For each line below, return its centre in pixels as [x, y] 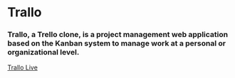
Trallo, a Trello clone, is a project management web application [118, 35]
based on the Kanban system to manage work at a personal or [117, 43]
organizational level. [43, 52]
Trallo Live [22, 67]
